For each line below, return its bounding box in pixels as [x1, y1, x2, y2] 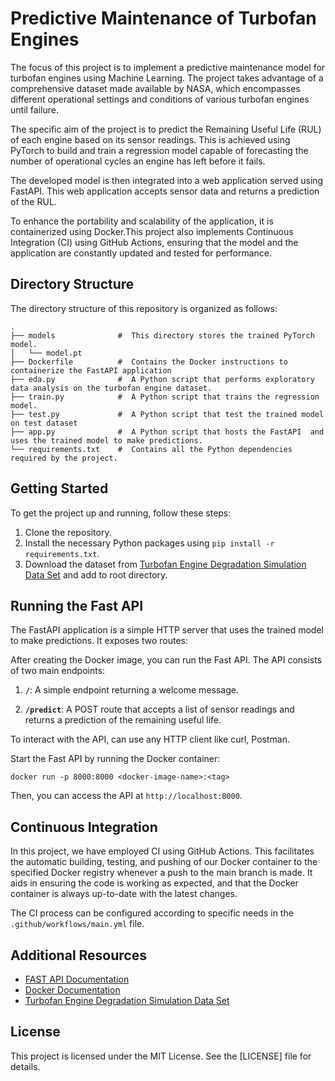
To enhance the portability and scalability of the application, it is [10, 215, 274, 227]
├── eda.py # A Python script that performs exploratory [10, 374, 315, 384]
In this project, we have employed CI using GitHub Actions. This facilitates [10, 845, 315, 857]
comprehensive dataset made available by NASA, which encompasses [10, 82, 301, 94]
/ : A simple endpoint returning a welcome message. [24, 684, 239, 696]
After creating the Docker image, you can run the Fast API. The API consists [10, 654, 323, 666]
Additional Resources [10, 947, 147, 964]
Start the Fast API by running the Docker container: [10, 753, 221, 765]
